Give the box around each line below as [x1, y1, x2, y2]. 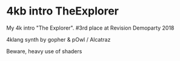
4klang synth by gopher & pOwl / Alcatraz [6, 36, 111, 43]
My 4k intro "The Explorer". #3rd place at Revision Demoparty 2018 [6, 24, 175, 31]
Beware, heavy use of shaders [6, 47, 82, 55]
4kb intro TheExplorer [6, 4, 119, 18]
